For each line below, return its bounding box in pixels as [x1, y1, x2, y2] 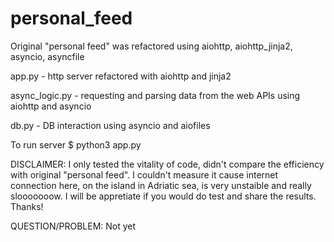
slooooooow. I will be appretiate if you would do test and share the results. [10, 190, 317, 202]
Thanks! [10, 200, 44, 212]
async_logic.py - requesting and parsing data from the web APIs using [10, 89, 301, 101]
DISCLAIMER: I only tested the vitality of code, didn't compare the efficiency [10, 158, 325, 170]
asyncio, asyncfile [10, 50, 85, 62]
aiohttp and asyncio [10, 100, 92, 112]
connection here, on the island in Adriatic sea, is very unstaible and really [10, 179, 312, 191]
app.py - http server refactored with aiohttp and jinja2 [10, 70, 232, 82]
